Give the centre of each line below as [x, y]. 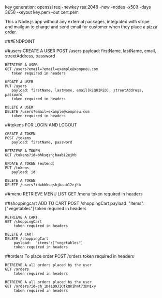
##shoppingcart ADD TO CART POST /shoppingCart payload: [66, 203]
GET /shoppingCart [23, 222]
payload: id [23, 172]
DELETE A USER [19, 107]
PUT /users [16, 86]
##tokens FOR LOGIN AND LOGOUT [41, 125]
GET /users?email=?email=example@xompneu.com [52, 69]
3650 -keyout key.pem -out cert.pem [42, 12]
